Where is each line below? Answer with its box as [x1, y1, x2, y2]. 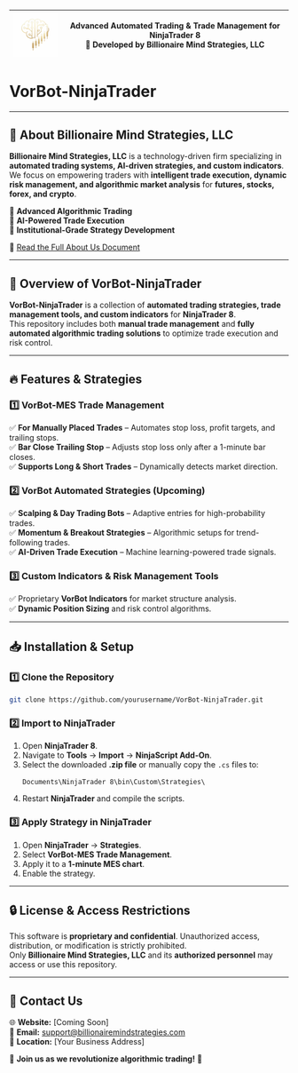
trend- [236, 528, 260, 538]
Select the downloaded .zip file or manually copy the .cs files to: [21, 759, 259, 770]
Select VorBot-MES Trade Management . [21, 849, 173, 860]
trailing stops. [9, 432, 59, 442]
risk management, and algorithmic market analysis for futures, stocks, [9, 179, 275, 190]
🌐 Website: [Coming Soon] [9, 1017, 109, 1028]
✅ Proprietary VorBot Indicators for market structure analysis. [9, 593, 237, 604]
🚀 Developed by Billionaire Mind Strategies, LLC [85, 39, 265, 50]
